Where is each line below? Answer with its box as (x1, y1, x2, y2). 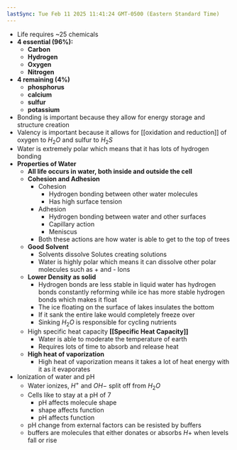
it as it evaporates (38, 365, 91, 373)
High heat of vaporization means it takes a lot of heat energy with (38, 358, 230, 366)
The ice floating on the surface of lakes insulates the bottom (38, 303, 214, 312)
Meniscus (48, 228, 77, 236)
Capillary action (48, 220, 95, 229)
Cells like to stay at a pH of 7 (27, 390, 111, 399)
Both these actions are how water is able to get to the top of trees (38, 235, 230, 243)
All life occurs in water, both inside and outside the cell (27, 168, 192, 176)
